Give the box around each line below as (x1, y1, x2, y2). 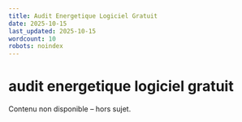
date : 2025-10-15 (8, 20, 67, 28)
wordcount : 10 (8, 34, 57, 43)
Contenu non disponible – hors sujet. (8, 104, 132, 114)
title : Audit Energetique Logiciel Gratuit (8, 11, 158, 20)
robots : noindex (8, 42, 63, 50)
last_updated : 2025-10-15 (8, 27, 96, 35)
